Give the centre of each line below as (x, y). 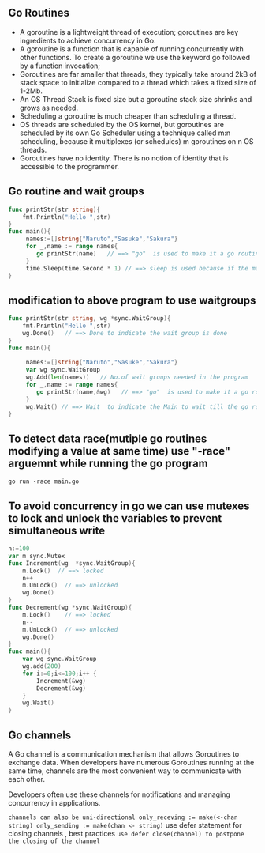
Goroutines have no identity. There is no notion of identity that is (124, 158)
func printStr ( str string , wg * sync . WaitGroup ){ (90, 319)
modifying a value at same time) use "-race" (119, 451)
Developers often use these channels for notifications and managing (119, 794)
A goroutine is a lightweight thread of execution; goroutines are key (129, 32)
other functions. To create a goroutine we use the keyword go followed (135, 57)
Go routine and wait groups (76, 192)
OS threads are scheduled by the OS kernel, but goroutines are (122, 124)
